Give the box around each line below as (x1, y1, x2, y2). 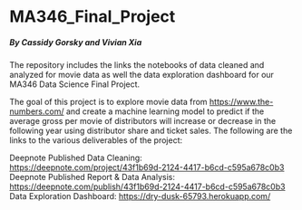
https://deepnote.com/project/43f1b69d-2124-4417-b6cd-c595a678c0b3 (9, 162, 285, 173)
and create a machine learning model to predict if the (65, 106, 265, 117)
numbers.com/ (9, 106, 64, 117)
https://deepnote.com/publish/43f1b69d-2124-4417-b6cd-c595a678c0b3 (9, 181, 286, 192)
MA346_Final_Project (9, 6, 176, 27)
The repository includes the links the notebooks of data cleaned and (9, 60, 265, 71)
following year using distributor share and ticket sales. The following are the (9, 125, 293, 137)
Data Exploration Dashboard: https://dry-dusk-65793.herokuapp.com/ (9, 191, 271, 202)
